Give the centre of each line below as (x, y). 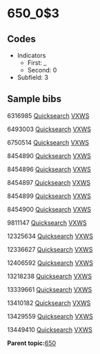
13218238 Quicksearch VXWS (49, 276)
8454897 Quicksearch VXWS (49, 182)
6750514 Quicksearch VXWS (48, 142)
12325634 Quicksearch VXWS (50, 236)
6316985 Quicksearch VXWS (48, 115)
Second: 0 (42, 70)
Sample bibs (34, 99)
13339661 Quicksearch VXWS (50, 289)
